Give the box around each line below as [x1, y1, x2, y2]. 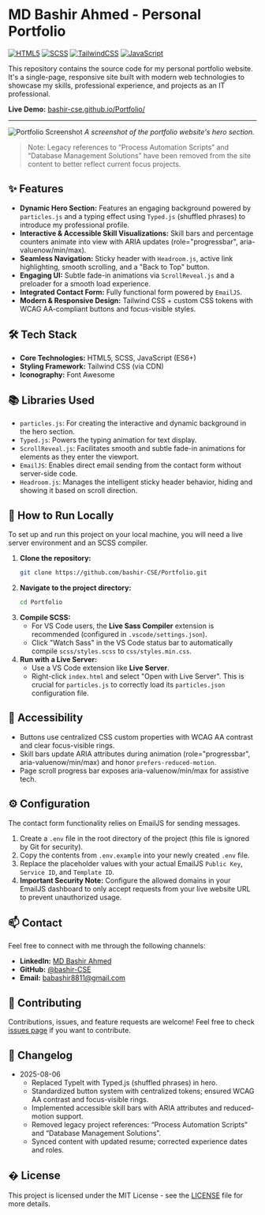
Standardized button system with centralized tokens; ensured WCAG [31, 1086, 255, 1096]
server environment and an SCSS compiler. [8, 538, 148, 547]
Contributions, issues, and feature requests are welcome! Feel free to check [8, 1017, 255, 1027]
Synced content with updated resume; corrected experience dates [31, 1137, 248, 1146]
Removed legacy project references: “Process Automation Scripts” [31, 1120, 248, 1129]
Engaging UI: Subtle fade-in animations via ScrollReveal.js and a [19, 271, 235, 280]
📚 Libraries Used [8, 393, 95, 407]
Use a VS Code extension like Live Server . [31, 663, 170, 672]
